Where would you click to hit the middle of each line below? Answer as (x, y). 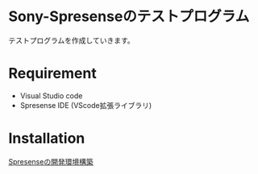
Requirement (52, 74)
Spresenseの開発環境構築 (51, 161)
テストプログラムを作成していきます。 (71, 40)
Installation (47, 139)
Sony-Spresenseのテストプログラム (129, 17)
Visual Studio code (51, 95)
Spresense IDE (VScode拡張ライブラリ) (86, 105)
